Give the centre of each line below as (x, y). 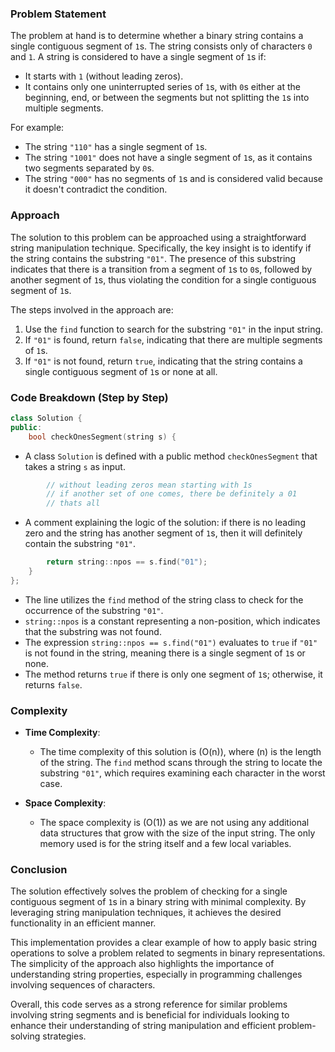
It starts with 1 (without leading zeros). (104, 76)
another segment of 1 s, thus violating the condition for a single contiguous (163, 279)
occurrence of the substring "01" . (94, 610)
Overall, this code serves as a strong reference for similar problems (149, 1004)
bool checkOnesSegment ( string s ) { (102, 437)
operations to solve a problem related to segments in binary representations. (168, 953)
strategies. (64, 1036)
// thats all (73, 503)
